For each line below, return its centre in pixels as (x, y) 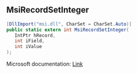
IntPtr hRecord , (35, 35)
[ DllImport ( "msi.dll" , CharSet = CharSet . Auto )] (69, 24)
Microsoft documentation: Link (45, 64)
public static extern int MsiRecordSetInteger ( (68, 30)
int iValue (28, 47)
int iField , (30, 41)
